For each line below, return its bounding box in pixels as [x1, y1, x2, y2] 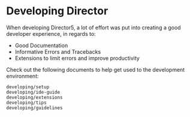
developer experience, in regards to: [6, 30, 96, 37]
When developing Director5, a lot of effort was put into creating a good [6, 24, 181, 31]
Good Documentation [14, 42, 68, 49]
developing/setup [6, 84, 50, 90]
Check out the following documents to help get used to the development [6, 66, 185, 73]
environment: [6, 72, 39, 79]
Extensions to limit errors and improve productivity [14, 54, 140, 61]
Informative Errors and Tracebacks [14, 48, 101, 55]
